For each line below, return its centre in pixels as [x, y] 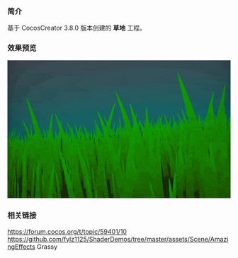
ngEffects [21, 247]
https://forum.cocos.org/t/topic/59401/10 [67, 231]
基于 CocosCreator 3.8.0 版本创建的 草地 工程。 [77, 28]
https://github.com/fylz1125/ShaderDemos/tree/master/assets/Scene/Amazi [118, 239]
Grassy [47, 247]
